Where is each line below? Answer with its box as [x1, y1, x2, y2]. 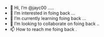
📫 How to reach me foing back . [9, 26, 77, 32]
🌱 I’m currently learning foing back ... [9, 15, 86, 21]
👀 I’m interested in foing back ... [9, 10, 75, 16]
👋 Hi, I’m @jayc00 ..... [9, 5, 54, 10]
